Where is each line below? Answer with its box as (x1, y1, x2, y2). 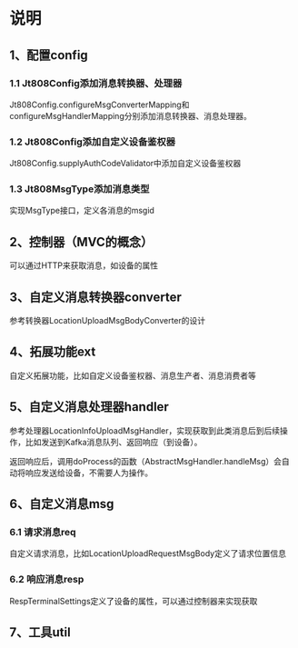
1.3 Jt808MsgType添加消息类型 (9, 183, 150, 195)
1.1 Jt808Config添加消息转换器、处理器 (9, 76, 183, 89)
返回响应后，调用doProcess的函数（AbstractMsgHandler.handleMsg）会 (9, 455, 283, 466)
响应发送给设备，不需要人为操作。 (25, 467, 153, 478)
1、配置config (9, 47, 88, 63)
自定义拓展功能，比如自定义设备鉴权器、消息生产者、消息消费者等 (9, 370, 256, 381)
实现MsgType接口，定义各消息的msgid (9, 205, 154, 216)
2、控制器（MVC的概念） (9, 234, 154, 250)
